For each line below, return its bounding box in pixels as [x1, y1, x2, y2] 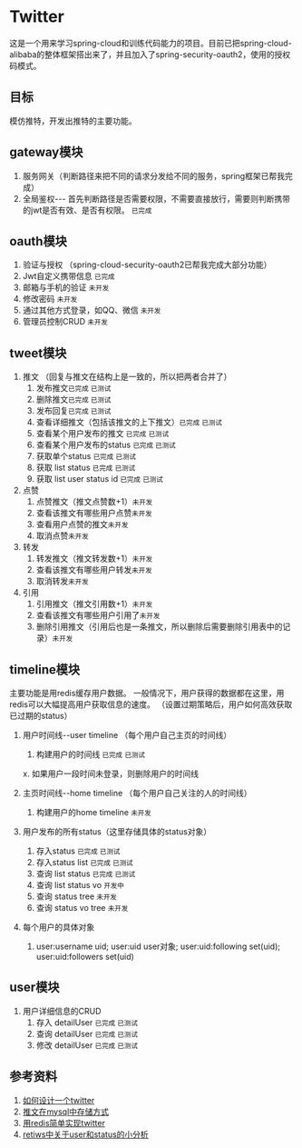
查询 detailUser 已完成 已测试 [35, 1028, 139, 1039]
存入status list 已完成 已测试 [35, 857, 133, 867]
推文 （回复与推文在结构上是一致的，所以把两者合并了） [22, 371, 232, 383]
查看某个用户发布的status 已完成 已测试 [35, 439, 176, 451]
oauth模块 [9, 234, 68, 249]
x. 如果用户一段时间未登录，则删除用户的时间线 [22, 768, 200, 779]
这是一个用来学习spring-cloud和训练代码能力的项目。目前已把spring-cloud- [9, 37, 292, 48]
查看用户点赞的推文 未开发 [35, 519, 129, 530]
